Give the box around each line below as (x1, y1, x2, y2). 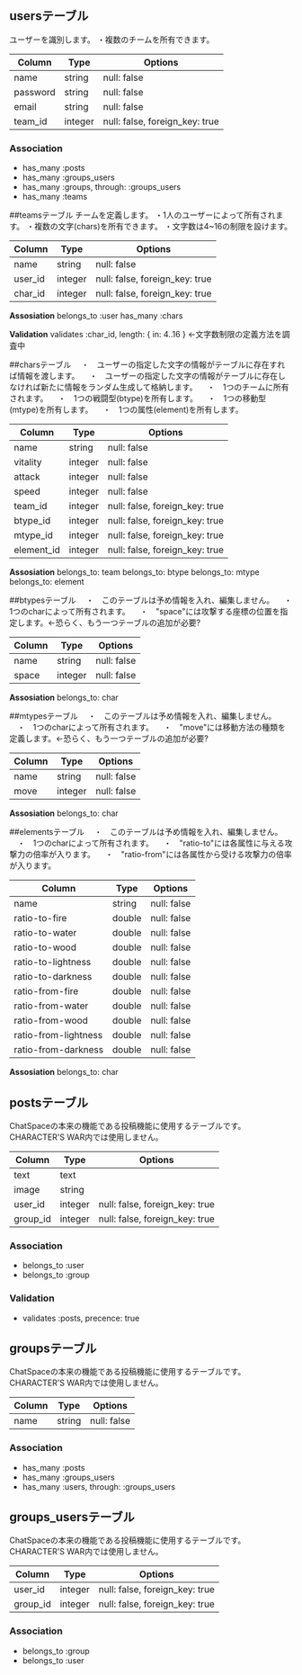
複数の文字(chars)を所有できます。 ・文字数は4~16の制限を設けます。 (34, 221, 293, 232)
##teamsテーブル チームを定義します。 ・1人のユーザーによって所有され (9, 210, 276, 220)
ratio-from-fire (13, 985, 79, 998)
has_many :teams (22, 192, 88, 202)
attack (13, 470, 40, 483)
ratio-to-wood (13, 941, 76, 954)
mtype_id (13, 529, 54, 542)
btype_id (13, 515, 51, 527)
